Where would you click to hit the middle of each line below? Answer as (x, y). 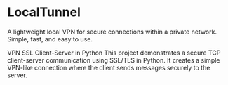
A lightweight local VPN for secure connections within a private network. (112, 32)
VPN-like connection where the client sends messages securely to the (109, 67)
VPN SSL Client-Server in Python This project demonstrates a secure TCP (114, 53)
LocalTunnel (44, 12)
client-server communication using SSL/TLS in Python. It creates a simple (114, 60)
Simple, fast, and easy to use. (50, 39)
